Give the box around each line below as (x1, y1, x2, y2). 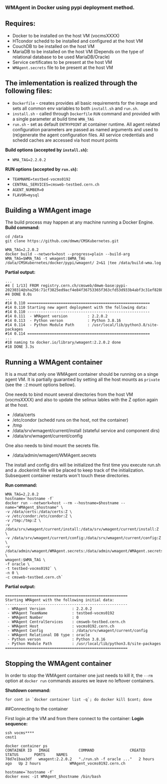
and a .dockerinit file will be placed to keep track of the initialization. (5, 467, 145, 473)
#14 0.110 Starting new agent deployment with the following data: (5, 305, 148, 310)
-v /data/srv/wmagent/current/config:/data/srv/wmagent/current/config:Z (5, 535, 162, 540)
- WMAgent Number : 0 (7, 615, 79, 620)
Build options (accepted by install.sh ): (5, 147, 88, 153)
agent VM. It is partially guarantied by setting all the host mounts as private (5, 376, 160, 383)
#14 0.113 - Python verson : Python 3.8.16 (5, 318, 121, 323)
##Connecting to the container (5, 706, 68, 712)
